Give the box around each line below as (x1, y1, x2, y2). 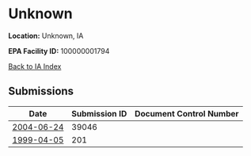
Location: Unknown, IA (8, 31, 84, 40)
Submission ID (70, 108, 127, 119)
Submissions (8, 85, 74, 98)
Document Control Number (134, 108, 239, 119)
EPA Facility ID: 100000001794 (8, 46, 110, 55)
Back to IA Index (8, 61, 62, 71)
